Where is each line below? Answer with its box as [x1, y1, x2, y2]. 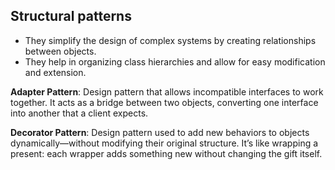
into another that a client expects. [10, 107, 149, 119]
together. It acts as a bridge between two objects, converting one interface [10, 96, 319, 108]
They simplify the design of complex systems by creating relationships [24, 34, 317, 46]
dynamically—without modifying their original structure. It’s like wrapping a [10, 137, 319, 149]
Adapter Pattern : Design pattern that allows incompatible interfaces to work [10, 85, 324, 98]
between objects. [24, 45, 97, 57]
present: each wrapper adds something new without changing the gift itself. [10, 147, 323, 159]
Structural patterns [10, 8, 132, 25]
